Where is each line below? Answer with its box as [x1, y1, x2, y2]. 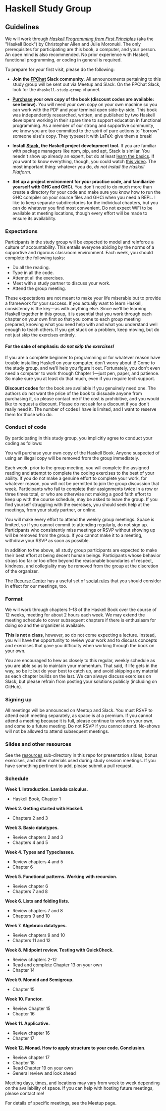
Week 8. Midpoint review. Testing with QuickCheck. [5, 947, 114, 953]
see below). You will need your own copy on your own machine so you [12, 102, 158, 107]
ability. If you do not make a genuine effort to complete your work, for [5, 475, 147, 481]
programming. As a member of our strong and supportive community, [12, 122, 155, 128]
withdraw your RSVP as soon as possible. [5, 537, 90, 543]
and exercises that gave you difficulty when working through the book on [5, 643, 155, 649]
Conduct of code [5, 424, 47, 431]
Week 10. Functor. [5, 996, 43, 1001]
